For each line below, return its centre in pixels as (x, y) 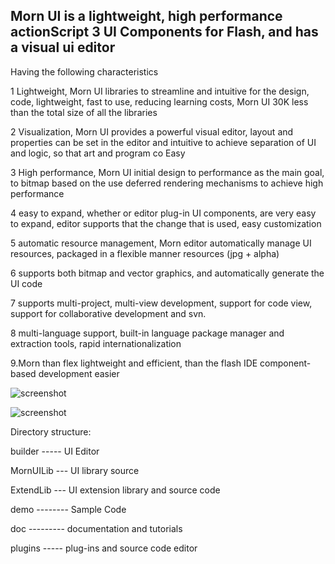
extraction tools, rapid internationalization (96, 343)
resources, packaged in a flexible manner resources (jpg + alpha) (145, 253)
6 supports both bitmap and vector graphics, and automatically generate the (167, 273)
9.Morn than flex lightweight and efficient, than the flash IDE (134, 363)
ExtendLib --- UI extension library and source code (115, 490)
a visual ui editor (63, 47)
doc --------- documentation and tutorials (96, 528)
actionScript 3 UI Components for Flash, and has (164, 32)
